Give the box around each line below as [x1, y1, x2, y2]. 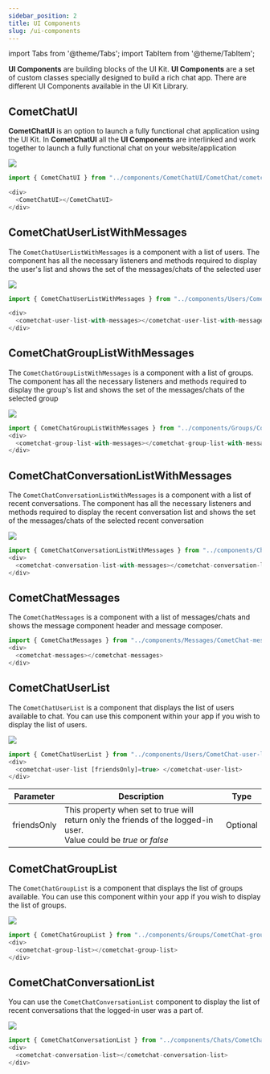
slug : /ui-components [8, 27, 81, 35]
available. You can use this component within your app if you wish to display [8, 892, 261, 902]
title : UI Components [8, 19, 81, 27]
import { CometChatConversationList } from [8, 1036, 157, 1044]
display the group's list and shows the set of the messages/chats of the [8, 385, 245, 394]
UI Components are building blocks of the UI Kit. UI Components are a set [8, 64, 256, 74]
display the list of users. [8, 719, 88, 729]
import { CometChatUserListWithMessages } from [8, 294, 171, 302]
